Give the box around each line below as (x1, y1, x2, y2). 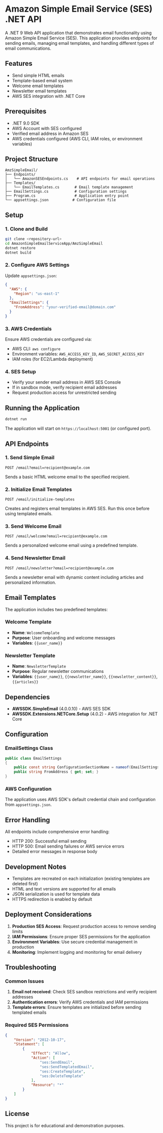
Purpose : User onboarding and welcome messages (12, 634, 115, 641)
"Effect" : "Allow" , (31, 1051, 70, 1056)
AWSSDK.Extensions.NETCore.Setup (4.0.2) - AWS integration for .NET (12, 711, 158, 717)
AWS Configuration (5, 785, 52, 792)
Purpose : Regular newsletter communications (12, 669, 104, 674)
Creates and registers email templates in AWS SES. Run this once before (5, 505, 149, 512)
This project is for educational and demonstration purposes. (5, 1122, 125, 1128)
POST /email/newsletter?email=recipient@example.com (5, 566, 114, 571)
